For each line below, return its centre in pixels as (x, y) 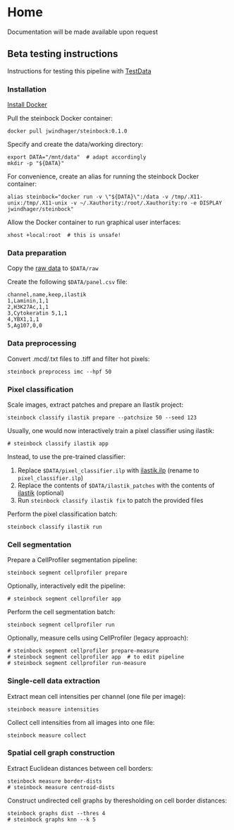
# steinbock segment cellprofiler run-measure (77, 664)
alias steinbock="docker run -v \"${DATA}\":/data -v (88, 197)
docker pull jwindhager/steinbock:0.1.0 (68, 131)
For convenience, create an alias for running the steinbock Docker (103, 176)
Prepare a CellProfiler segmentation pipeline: (72, 560)
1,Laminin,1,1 (28, 301)
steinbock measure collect (47, 735)
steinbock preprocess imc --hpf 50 (60, 372)
